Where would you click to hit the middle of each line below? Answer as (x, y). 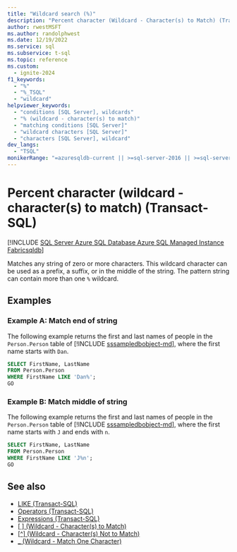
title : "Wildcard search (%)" (52, 14)
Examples (29, 301)
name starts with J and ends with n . (59, 432)
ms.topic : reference (38, 60)
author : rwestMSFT (34, 27)
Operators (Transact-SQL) (55, 511)
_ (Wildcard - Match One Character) (69, 541)
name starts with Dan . (38, 351)
